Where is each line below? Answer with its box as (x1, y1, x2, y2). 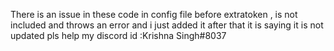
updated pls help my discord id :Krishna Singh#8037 (10, 30, 227, 41)
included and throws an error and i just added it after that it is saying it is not (10, 19, 324, 31)
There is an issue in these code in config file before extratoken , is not (10, 9, 298, 20)
